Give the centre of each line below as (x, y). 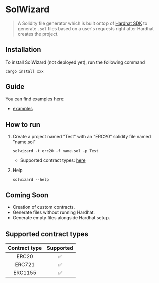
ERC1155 (25, 273)
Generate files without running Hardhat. (54, 212)
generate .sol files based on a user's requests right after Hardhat (86, 28)
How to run (23, 124)
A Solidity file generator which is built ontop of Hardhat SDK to (83, 23)
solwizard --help (31, 180)
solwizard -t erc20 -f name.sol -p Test (56, 151)
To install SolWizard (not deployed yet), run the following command (75, 62)
